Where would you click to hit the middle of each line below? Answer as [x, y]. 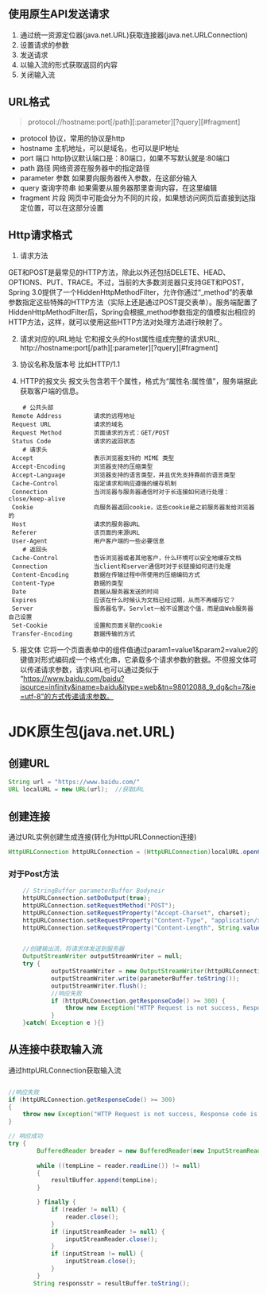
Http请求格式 [41, 236]
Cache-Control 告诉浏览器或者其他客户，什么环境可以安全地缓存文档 [127, 559]
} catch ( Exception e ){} [64, 1023]
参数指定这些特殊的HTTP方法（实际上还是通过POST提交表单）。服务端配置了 [133, 302]
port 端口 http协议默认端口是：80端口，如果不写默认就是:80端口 [125, 158]
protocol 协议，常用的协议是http [72, 138]
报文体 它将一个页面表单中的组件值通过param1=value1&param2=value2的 [139, 650]
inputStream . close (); [101, 1262]
